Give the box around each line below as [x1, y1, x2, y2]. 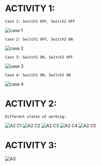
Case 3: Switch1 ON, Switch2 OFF [5, 54, 73, 60]
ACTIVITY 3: [5, 140, 57, 151]
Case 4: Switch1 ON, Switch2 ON [5, 72, 71, 78]
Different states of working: [5, 114, 67, 119]
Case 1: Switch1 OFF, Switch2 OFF [5, 19, 76, 24]
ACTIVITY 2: [5, 98, 57, 109]
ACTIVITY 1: [5, 3, 55, 14]
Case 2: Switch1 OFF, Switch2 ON [5, 37, 73, 42]
